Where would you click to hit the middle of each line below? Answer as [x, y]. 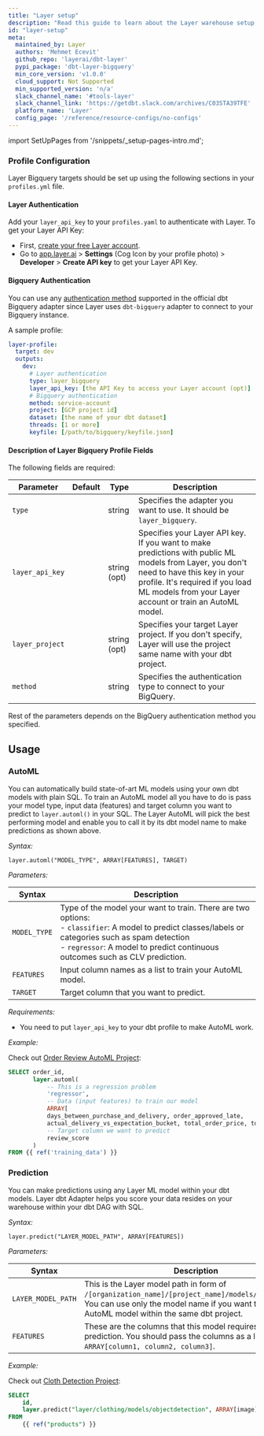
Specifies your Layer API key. [192, 533]
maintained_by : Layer [51, 45]
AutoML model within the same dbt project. [163, 1313]
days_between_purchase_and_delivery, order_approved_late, [145, 1116]
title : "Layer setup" [44, 15]
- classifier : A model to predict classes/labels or [152, 927]
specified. [24, 724]
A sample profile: [36, 330]
